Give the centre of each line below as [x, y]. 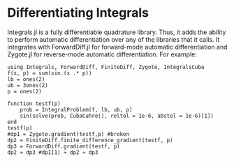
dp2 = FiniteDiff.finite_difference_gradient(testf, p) [90, 140]
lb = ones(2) [26, 79]
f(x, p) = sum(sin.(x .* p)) [50, 73]
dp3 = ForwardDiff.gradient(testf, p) [64, 146]
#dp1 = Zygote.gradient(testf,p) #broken [68, 134]
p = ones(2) [24, 91]
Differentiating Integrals [78, 13]
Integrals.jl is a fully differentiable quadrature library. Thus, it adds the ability [117, 32]
